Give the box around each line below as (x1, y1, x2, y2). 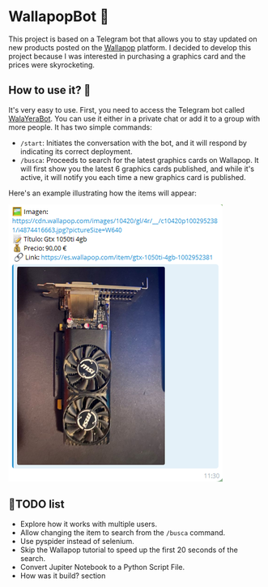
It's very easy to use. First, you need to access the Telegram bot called (8, 105, 245, 114)
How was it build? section (19, 571, 106, 581)
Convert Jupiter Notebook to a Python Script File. (19, 562, 185, 572)
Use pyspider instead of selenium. (19, 536, 135, 546)
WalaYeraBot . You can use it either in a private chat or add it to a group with (8, 114, 261, 123)
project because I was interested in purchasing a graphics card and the (8, 51, 246, 61)
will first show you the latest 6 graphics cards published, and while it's (19, 164, 255, 174)
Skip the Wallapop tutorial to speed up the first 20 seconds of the (19, 545, 239, 555)
